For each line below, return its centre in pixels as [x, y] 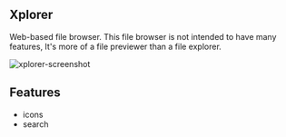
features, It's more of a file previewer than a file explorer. [116, 46]
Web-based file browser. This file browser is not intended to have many [143, 36]
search [35, 124]
